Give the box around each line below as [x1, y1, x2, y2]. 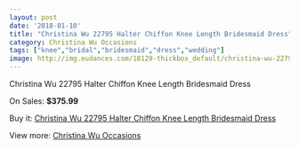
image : [9, 54, 34, 63]
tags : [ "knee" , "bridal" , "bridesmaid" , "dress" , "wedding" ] [9, 46, 225, 55]
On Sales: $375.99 [9, 96, 78, 106]
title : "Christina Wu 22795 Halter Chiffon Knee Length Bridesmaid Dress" [9, 29, 293, 38]
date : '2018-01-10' [9, 21, 82, 30]
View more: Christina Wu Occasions [9, 130, 141, 140]
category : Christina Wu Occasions [9, 37, 138, 47]
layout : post [9, 12, 58, 22]
